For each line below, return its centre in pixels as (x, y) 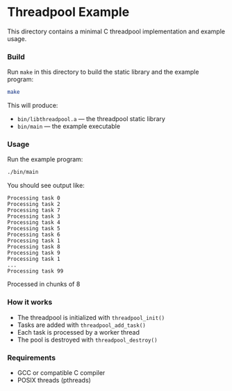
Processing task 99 (35, 271)
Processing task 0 (34, 198)
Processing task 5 (34, 229)
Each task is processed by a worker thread (78, 332)
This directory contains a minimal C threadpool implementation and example (116, 31)
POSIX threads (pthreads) (54, 380)
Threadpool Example (68, 12)
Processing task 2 (34, 205)
